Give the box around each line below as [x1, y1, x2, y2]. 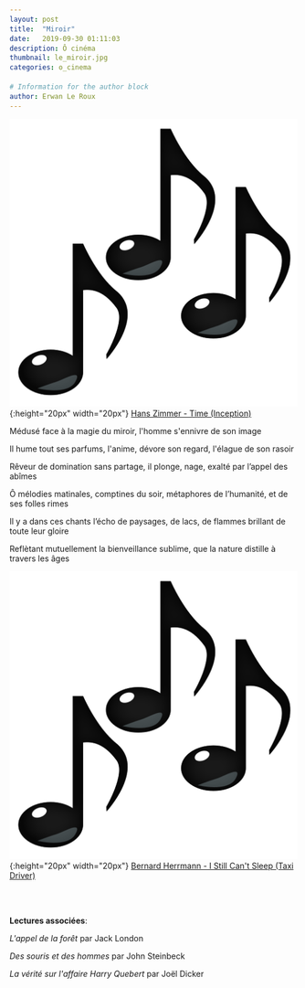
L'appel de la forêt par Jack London [9, 932, 144, 943]
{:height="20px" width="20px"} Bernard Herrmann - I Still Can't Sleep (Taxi [9, 860, 294, 871]
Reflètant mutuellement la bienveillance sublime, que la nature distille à [9, 543, 277, 554]
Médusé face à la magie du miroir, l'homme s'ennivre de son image [9, 425, 262, 436]
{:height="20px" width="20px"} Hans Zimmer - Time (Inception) [9, 408, 252, 419]
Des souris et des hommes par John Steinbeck [9, 951, 185, 961]
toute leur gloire [9, 526, 69, 536]
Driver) [9, 869, 37, 881]
